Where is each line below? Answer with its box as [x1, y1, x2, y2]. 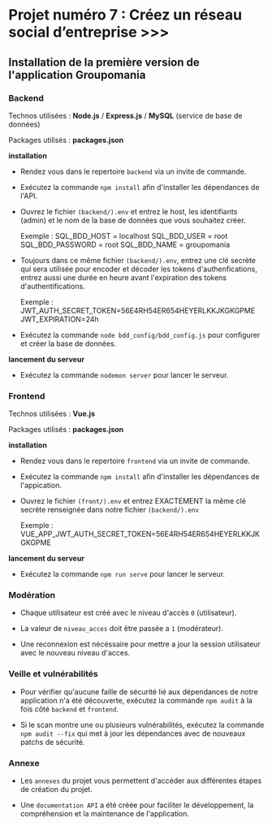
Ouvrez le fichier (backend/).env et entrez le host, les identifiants [19, 206, 238, 216]
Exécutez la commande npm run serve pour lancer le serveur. [19, 569, 226, 579]
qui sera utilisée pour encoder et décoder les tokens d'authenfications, [19, 264, 257, 274]
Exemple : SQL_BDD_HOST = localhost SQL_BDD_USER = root [19, 231, 228, 240]
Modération [8, 590, 55, 601]
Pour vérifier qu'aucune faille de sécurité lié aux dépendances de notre [19, 686, 258, 696]
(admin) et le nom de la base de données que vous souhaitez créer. [19, 215, 246, 225]
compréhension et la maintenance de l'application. [19, 809, 189, 819]
